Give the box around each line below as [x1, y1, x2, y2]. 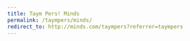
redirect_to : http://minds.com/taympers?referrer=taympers [7, 23, 184, 30]
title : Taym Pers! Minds [7, 10, 80, 17]
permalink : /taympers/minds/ [7, 17, 93, 24]
